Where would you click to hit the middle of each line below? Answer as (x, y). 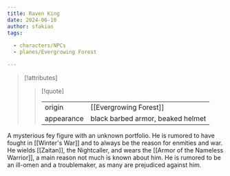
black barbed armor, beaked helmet (148, 118)
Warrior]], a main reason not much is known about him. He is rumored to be (114, 157)
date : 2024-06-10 (32, 20)
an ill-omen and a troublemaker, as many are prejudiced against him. (104, 165)
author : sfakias (30, 26)
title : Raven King (33, 13)
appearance (64, 118)
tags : (15, 33)
